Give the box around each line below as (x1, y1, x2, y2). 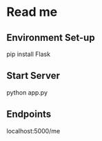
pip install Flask (6, 50, 51, 58)
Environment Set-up (6, 32, 95, 44)
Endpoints (6, 109, 52, 120)
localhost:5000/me (6, 126, 61, 135)
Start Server (6, 70, 60, 82)
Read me (6, 4, 58, 20)
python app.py (6, 88, 48, 97)
